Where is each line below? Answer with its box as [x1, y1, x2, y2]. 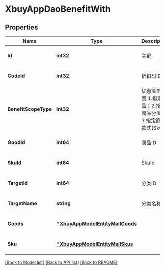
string [56, 200, 71, 206]
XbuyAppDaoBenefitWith [5, 3, 111, 15]
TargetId [7, 180, 28, 186]
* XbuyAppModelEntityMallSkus [56, 240, 134, 247]
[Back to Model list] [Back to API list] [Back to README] [5, 260, 118, 265]
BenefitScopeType [7, 106, 52, 112]
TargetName [7, 200, 38, 206]
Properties [5, 23, 38, 32]
